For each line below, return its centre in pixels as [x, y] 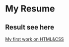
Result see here [30, 27]
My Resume [30, 9]
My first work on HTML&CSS [34, 39]
